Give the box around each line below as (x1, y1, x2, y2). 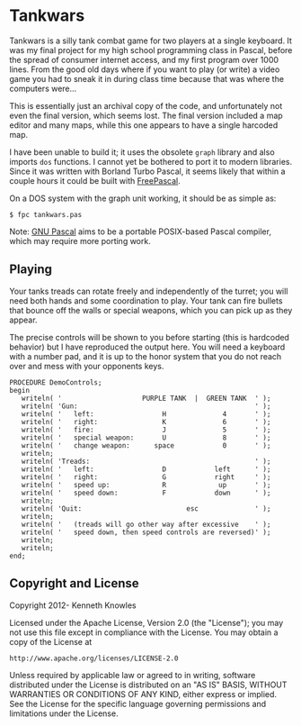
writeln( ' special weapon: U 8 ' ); (21, 433, 271, 442)
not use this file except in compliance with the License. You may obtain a (9, 627, 279, 638)
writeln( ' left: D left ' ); (21, 465, 271, 474)
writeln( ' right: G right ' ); (21, 472, 271, 482)
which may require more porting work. (9, 235, 151, 246)
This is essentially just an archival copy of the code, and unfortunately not (9, 100, 283, 111)
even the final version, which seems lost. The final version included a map (9, 110, 283, 121)
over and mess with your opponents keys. (9, 360, 164, 371)
